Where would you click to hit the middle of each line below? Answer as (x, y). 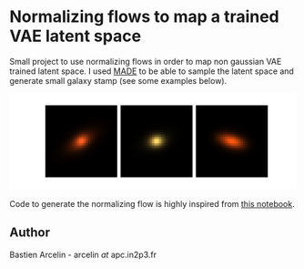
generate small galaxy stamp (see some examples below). (118, 80)
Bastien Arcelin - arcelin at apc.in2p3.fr (83, 254)
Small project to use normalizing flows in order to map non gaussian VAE (146, 61)
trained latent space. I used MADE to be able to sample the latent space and (152, 71)
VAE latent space (76, 36)
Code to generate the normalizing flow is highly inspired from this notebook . (152, 203)
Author (30, 233)
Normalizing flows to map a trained (144, 17)
